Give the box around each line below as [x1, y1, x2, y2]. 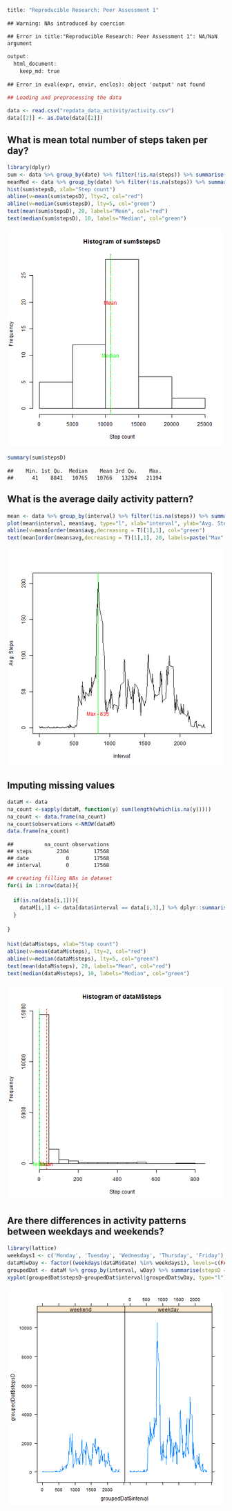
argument [7, 40, 32, 47]
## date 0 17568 [7, 855, 110, 862]
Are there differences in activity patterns [7, 1214, 186, 1226]
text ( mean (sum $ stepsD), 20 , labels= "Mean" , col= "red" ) [7, 208, 168, 215]
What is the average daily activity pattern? [7, 494, 194, 505]
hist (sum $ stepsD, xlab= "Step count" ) [7, 186, 116, 193]
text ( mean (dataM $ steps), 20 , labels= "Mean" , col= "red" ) [7, 963, 171, 970]
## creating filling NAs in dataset [7, 875, 113, 882]
